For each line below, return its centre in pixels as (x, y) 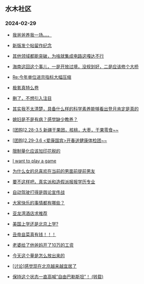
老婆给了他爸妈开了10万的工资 (43, 245)
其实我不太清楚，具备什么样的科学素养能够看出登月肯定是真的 (75, 109)
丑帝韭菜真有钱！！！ (34, 234)
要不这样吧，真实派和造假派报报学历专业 (54, 181)
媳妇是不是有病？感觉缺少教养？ (45, 119)
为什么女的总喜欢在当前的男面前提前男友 (54, 171)
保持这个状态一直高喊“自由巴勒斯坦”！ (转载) (58, 277)
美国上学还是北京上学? (35, 224)
